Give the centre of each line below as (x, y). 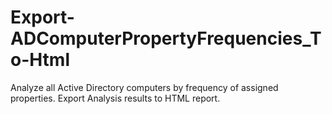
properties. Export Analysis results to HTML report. (115, 98)
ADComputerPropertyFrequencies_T (166, 38)
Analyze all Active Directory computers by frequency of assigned (144, 87)
